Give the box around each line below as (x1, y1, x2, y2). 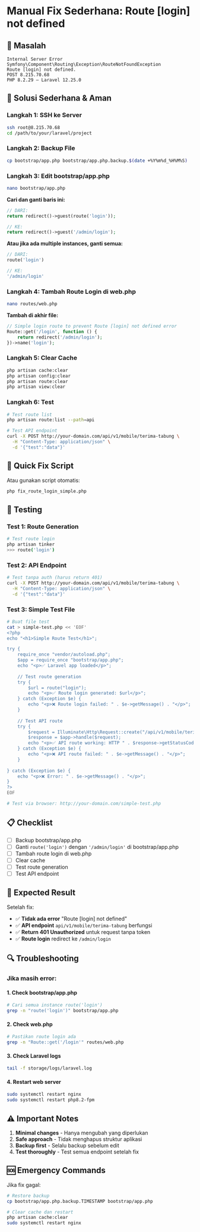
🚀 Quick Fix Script (7, 461, 74, 471)
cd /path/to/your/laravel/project (7, 130, 93, 136)
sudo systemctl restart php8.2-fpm (7, 1097, 95, 1103)
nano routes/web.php (7, 301, 58, 307)
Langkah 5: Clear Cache (7, 354, 78, 362)
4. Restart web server (7, 1078, 61, 1085)
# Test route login (7, 536, 55, 542)
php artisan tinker (7, 541, 55, 548)
